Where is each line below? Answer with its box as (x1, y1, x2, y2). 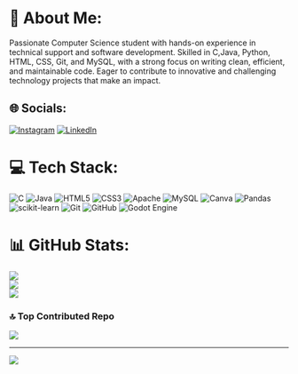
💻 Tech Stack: (9, 157, 119, 177)
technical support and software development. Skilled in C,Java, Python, (9, 46, 271, 57)
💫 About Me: (9, 8, 103, 28)
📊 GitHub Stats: (9, 235, 130, 255)
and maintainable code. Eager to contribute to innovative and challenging (9, 66, 277, 76)
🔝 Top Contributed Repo (9, 310, 115, 322)
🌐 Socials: (9, 101, 67, 116)
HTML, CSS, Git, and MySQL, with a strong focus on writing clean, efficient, (9, 56, 286, 67)
